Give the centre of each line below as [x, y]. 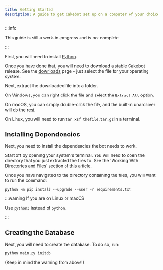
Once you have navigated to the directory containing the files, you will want [81, 175]
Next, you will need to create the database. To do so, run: [62, 245]
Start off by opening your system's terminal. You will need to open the [75, 155]
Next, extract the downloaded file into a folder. [51, 85]
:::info [11, 28]
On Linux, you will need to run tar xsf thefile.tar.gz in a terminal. [73, 119]
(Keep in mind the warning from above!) [45, 262]
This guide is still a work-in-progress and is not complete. [63, 38]
